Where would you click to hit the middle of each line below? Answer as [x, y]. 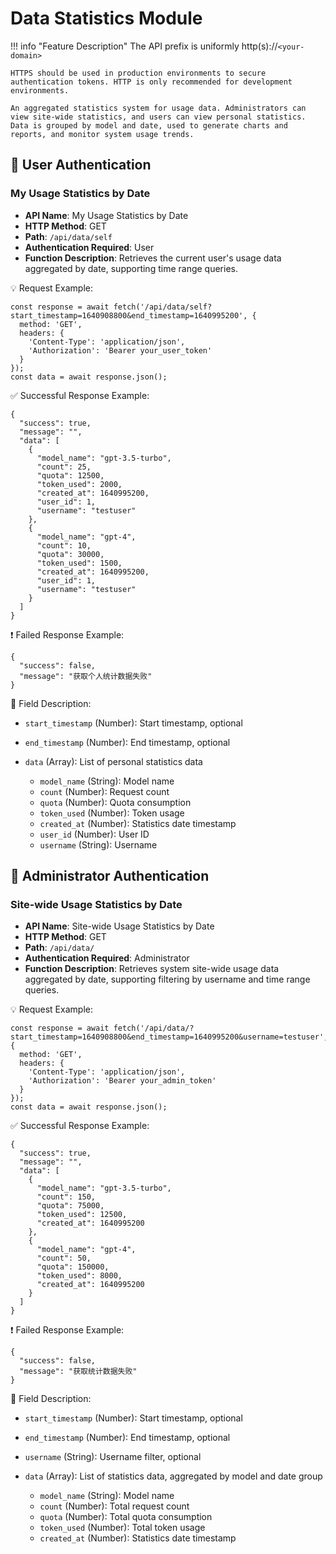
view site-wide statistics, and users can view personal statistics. [158, 117]
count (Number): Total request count [114, 1506]
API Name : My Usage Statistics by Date [106, 215]
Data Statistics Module [106, 18]
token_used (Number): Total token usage [122, 1528]
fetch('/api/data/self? [163, 307]
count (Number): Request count [104, 791]
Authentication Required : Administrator [107, 958]
